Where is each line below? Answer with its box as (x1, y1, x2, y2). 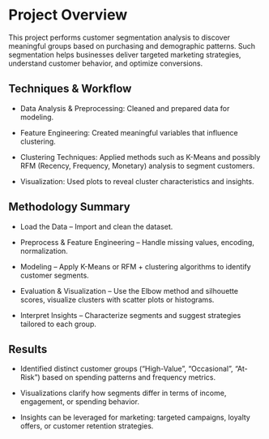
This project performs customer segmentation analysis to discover (8, 32, 231, 42)
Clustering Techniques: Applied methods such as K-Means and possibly (19, 152, 261, 161)
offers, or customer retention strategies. (19, 421, 154, 431)
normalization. (19, 246, 69, 256)
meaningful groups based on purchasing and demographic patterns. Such (8, 41, 256, 50)
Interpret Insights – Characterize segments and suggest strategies (19, 310, 241, 320)
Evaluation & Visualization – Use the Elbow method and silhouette (19, 286, 239, 295)
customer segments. (19, 270, 89, 280)
